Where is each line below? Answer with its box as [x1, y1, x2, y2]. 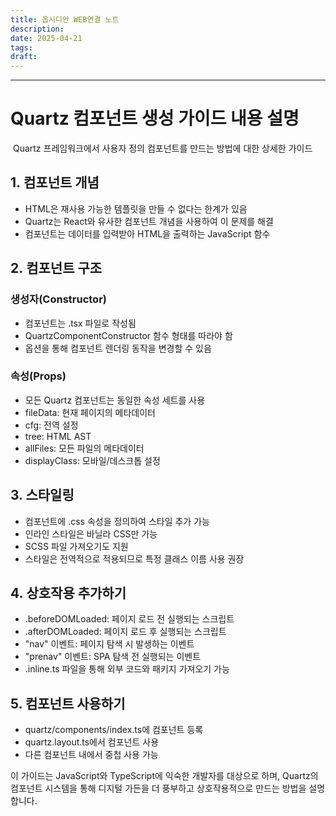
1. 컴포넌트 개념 [10, 174, 100, 191]
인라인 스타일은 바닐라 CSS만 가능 [24, 527, 158, 540]
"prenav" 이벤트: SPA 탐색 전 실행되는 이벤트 [24, 651, 202, 663]
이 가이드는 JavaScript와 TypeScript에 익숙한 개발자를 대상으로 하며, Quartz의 [10, 770, 319, 782]
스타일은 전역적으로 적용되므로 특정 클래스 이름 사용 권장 [24, 552, 245, 565]
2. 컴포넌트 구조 [10, 260, 103, 277]
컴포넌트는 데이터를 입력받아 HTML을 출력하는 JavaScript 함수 [24, 227, 271, 240]
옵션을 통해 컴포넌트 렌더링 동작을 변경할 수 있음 [24, 342, 212, 354]
